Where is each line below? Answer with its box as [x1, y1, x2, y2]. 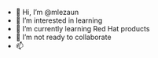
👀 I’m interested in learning [15, 16, 103, 25]
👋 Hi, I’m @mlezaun [15, 8, 79, 16]
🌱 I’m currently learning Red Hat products [15, 24, 150, 33]
